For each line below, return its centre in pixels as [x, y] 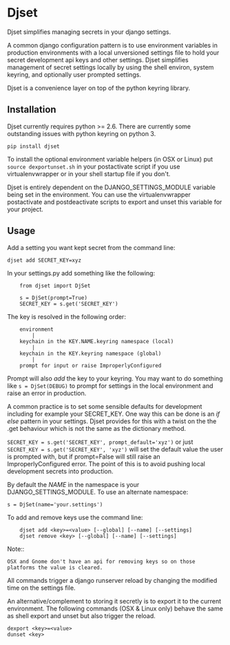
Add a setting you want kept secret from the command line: [91, 247]
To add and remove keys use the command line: [75, 517]
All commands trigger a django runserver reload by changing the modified [112, 580]
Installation [32, 109]
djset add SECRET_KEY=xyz [44, 260]
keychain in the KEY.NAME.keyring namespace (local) [97, 341]
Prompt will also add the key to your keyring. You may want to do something [115, 378]
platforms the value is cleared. [55, 568]
